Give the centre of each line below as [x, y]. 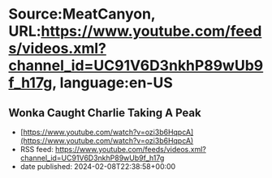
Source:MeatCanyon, [82, 14]
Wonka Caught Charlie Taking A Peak [105, 113]
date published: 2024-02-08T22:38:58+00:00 [98, 166]
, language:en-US [112, 83]
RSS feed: [37, 149]
